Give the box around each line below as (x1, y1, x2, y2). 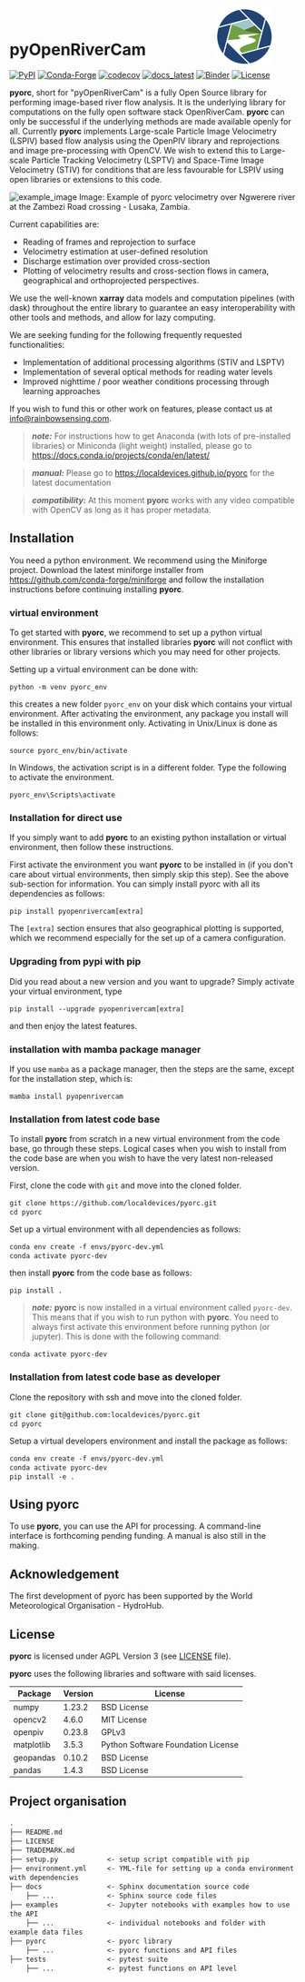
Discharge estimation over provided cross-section (22, 255, 211, 266)
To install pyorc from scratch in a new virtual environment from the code (9, 1134, 280, 1145)
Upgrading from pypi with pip (9, 956, 142, 968)
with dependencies (9, 1873, 79, 1883)
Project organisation (9, 1793, 127, 1809)
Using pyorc (9, 1496, 80, 1511)
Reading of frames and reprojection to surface (22, 236, 196, 247)
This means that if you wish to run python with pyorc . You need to (31, 1312, 280, 1323)
